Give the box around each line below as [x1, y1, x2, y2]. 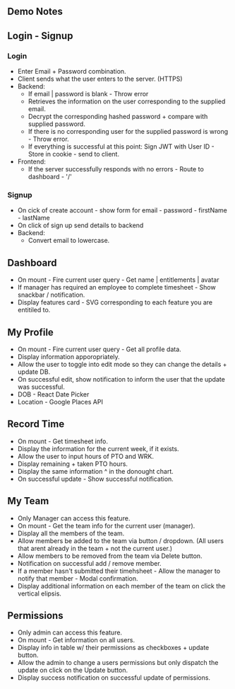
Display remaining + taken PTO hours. [17, 460, 128, 468]
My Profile [7, 326, 54, 338]
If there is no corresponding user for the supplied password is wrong [28, 127, 229, 136]
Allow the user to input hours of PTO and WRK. [17, 452, 154, 460]
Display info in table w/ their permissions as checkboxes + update [17, 644, 210, 652]
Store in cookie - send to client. [28, 150, 120, 159]
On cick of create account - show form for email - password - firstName [17, 206, 228, 215]
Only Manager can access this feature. [17, 513, 131, 523]
